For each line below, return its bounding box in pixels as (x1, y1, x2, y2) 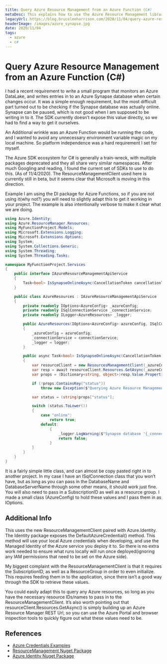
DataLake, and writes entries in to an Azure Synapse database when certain (5, 93, 161, 99)
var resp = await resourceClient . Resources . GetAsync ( (31, 368, 146, 372)
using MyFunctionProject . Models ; (5, 225, 75, 230)
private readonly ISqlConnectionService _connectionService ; (23, 308, 153, 313)
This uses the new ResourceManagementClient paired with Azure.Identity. (5, 527, 157, 533)
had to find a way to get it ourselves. (5, 120, 80, 126)
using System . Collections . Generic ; (5, 244, 79, 249)
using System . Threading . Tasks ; (5, 253, 70, 258)
